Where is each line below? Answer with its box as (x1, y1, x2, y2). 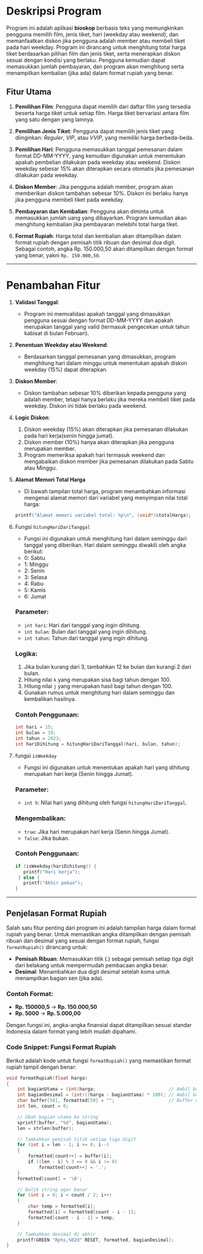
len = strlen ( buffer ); (17, 1125, 74, 1131)
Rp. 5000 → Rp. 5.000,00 (14, 1009, 81, 1017)
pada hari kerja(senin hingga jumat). (24, 432, 114, 439)
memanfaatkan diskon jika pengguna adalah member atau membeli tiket (6, 37, 185, 44)
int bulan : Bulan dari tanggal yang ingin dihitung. (24, 628, 147, 635)
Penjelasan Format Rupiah (6, 908, 107, 918)
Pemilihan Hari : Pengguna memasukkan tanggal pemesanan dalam (14, 145, 183, 153)
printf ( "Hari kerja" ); (23, 868, 80, 875)
